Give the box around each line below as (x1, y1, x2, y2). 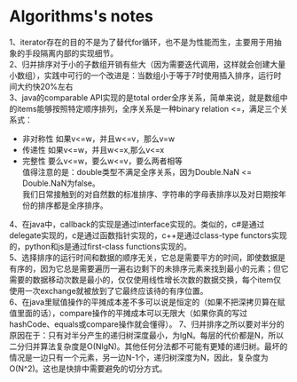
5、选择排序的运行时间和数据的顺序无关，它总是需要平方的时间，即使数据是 (9, 251, 286, 263)
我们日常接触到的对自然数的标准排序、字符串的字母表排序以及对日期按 (21, 188, 279, 199)
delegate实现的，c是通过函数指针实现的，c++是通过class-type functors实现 (9, 229, 287, 241)
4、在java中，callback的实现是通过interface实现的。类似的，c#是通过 (9, 219, 265, 229)
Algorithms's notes (9, 6, 153, 27)
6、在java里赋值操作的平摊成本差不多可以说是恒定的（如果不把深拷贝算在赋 (9, 296, 285, 307)
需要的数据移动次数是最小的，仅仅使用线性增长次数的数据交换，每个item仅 (9, 274, 282, 285)
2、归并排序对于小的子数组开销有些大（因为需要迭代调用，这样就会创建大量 (9, 59, 286, 69)
